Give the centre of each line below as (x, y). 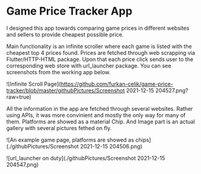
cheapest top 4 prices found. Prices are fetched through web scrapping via (101, 52)
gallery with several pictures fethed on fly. (59, 128)
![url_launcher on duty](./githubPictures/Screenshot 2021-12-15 (86, 158)
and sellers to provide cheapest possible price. (65, 34)
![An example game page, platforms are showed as (70, 140)
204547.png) (23, 164)
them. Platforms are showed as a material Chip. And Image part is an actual (101, 121)
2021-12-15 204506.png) (111, 146)
